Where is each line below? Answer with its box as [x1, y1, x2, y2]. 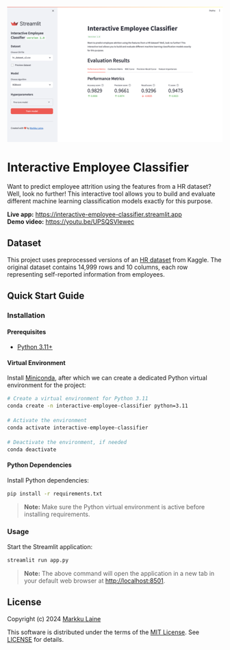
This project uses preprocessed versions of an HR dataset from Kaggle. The [7, 255, 222, 264]
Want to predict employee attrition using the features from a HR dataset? [7, 182, 212, 190]
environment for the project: [7, 381, 86, 389]
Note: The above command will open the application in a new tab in [23, 569, 215, 577]
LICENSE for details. [7, 635, 64, 643]
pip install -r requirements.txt [7, 490, 103, 497]
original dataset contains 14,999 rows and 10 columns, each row [7, 263, 188, 271]
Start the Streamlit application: [7, 542, 93, 550]
